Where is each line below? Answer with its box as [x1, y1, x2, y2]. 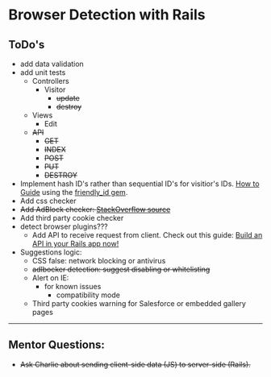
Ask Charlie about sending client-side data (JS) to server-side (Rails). [19, 359, 252, 369]
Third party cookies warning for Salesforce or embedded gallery [31, 299, 246, 308]
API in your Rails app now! [31, 239, 119, 248]
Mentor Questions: [8, 338, 105, 352]
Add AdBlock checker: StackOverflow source [19, 205, 171, 214]
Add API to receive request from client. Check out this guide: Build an [31, 230, 263, 239]
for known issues [44, 282, 102, 291]
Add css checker [19, 196, 77, 205]
